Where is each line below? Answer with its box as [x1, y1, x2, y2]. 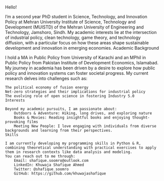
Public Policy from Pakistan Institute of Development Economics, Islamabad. [5, 60, 159, 65]
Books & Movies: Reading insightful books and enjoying [14, 115, 131, 120]
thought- [132, 115, 150, 120]
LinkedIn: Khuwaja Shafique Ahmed [14, 162, 84, 167]
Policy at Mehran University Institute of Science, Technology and [5, 19, 136, 25]
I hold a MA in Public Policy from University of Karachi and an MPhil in [5, 55, 146, 60]
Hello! [5, 4, 17, 10]
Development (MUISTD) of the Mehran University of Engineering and [5, 24, 144, 30]
